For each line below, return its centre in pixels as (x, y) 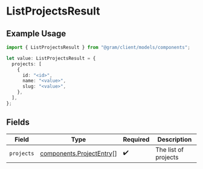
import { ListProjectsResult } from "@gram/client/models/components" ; (98, 47)
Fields (18, 122)
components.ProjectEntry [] (79, 153)
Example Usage (36, 34)
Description (175, 139)
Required (136, 139)
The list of (169, 150)
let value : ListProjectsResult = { (51, 58)
